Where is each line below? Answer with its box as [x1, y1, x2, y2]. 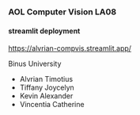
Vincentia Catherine [19, 100, 85, 109]
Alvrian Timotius [19, 75, 74, 84]
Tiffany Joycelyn [19, 82, 75, 93]
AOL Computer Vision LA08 [8, 6, 117, 17]
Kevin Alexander [19, 91, 74, 101]
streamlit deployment [8, 26, 81, 36]
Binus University [8, 59, 62, 69]
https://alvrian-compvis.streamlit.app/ [8, 44, 132, 53]
